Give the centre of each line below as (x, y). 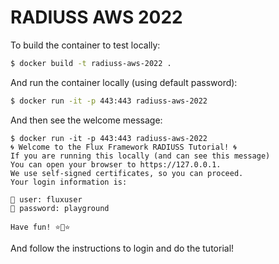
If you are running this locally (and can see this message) (140, 156)
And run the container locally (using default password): (124, 82)
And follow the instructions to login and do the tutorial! (122, 248)
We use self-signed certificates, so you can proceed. (127, 173)
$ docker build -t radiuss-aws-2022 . (91, 63)
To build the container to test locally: (85, 45)
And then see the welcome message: (86, 120)
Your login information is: (69, 182)
